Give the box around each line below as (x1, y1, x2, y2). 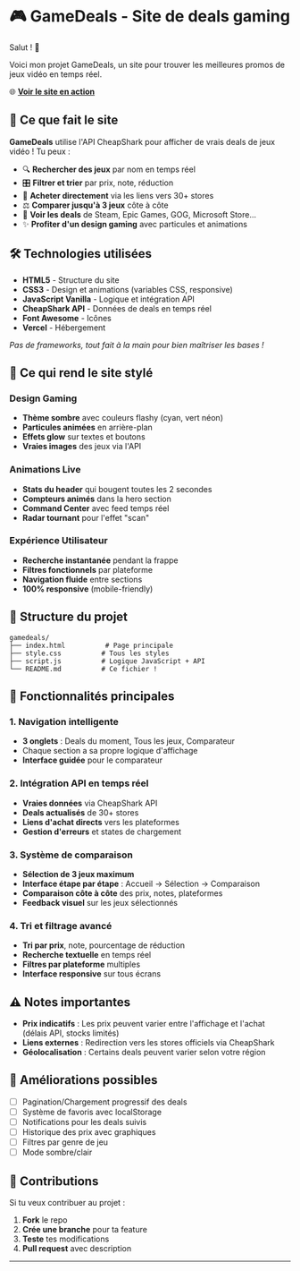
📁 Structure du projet (9, 610, 128, 625)
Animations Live (9, 464, 81, 476)
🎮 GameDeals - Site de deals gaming (9, 6, 290, 27)
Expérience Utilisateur (9, 534, 109, 547)
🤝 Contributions (9, 1173, 99, 1189)
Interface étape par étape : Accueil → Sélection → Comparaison (21, 878, 261, 889)
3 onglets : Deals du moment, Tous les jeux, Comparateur (21, 736, 235, 746)
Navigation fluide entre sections (21, 574, 143, 584)
